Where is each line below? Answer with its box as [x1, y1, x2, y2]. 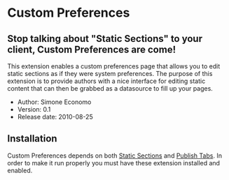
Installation [7, 133, 57, 144]
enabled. [7, 166, 33, 174]
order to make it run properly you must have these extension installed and [7, 158, 221, 167]
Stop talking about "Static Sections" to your [7, 33, 203, 45]
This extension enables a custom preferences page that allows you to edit [7, 62, 221, 70]
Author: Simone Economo [17, 98, 92, 106]
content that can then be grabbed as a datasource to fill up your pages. [7, 84, 214, 92]
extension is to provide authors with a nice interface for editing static [7, 77, 206, 85]
